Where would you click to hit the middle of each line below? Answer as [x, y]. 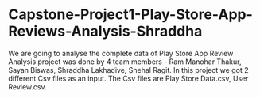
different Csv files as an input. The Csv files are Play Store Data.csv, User [128, 78]
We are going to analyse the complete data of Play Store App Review [121, 53]
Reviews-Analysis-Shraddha [105, 31]
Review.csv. [27, 87]
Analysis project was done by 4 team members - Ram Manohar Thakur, [125, 62]
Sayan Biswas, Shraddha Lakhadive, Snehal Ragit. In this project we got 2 [128, 70]
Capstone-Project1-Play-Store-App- [130, 15]
